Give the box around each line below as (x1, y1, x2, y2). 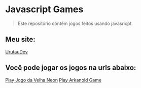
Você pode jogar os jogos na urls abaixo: (5, 64, 136, 72)
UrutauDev (5, 48, 28, 54)
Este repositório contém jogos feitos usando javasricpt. (17, 20, 133, 26)
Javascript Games (5, 4, 84, 15)
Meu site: (5, 35, 36, 44)
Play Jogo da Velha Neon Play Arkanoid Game (5, 77, 102, 83)
